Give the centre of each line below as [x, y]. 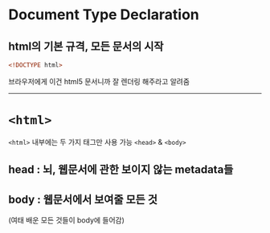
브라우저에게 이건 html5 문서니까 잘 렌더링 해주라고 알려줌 [99, 81]
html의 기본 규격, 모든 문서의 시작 [86, 46]
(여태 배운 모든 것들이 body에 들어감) [66, 220]
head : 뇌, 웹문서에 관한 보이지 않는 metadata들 [121, 170]
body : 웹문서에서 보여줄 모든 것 [83, 199]
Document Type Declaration [104, 15]
